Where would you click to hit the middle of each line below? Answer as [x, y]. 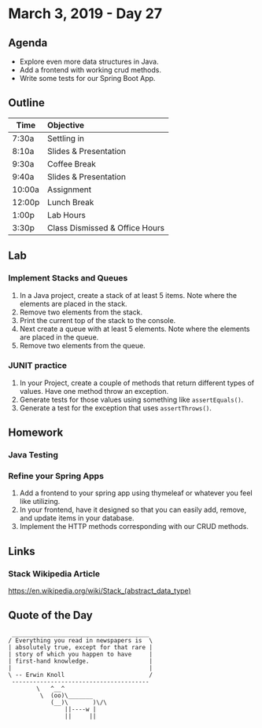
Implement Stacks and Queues [68, 278]
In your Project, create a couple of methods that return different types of [137, 383]
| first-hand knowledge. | [81, 661]
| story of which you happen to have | [81, 654]
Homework [36, 433]
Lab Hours [66, 215]
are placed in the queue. [59, 337]
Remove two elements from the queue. [82, 345]
